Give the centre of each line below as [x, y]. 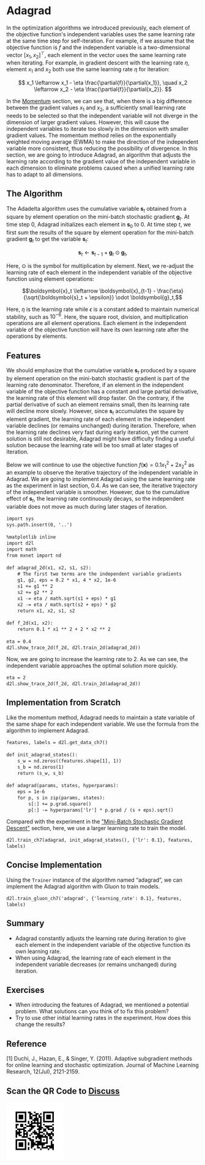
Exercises [25, 990]
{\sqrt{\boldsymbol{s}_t [53, 297]
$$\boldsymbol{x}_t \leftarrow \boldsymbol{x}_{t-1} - [89, 291]
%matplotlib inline [31, 537]
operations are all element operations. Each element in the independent [96, 323]
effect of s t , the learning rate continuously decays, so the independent [95, 500]
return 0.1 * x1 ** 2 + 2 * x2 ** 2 [64, 630]
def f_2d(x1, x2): [30, 623]
